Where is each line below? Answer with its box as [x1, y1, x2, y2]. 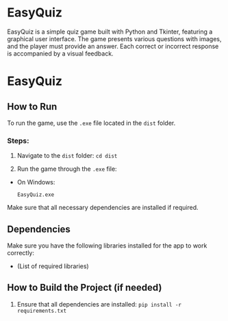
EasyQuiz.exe [16, 191, 55, 198]
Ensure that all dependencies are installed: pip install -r [16, 300, 182, 308]
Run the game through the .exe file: [16, 165, 118, 173]
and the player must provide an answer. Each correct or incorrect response [7, 42, 219, 50]
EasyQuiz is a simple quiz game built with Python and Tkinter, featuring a [7, 27, 213, 36]
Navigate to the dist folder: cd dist [16, 152, 118, 160]
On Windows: [16, 178, 55, 187]
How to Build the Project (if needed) [7, 282, 162, 294]
